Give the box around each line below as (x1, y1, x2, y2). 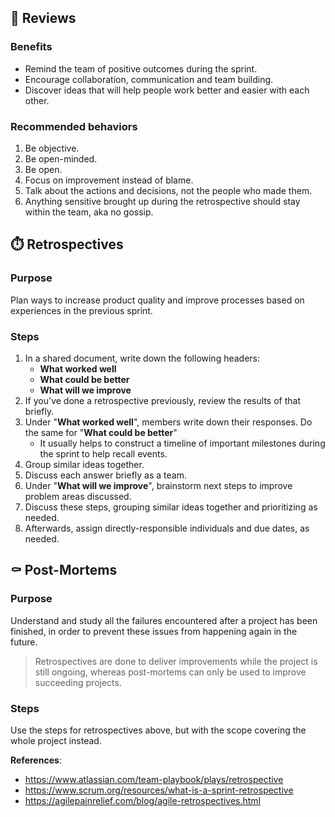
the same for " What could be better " (24, 426, 178, 438)
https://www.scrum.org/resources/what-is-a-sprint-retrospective (24, 784, 294, 796)
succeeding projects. (34, 676, 122, 688)
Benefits (10, 40, 53, 54)
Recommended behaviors (10, 119, 138, 133)
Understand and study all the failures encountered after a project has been (10, 614, 318, 626)
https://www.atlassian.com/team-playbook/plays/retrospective (24, 773, 284, 785)
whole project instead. (10, 734, 102, 746)
